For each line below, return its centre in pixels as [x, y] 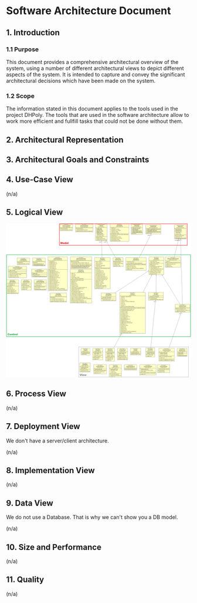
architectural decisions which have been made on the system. [81, 81]
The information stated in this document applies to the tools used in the [92, 109]
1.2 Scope [21, 96]
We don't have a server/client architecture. [58, 440]
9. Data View [30, 503]
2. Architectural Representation [65, 140]
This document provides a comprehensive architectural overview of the [92, 62]
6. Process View [36, 394]
